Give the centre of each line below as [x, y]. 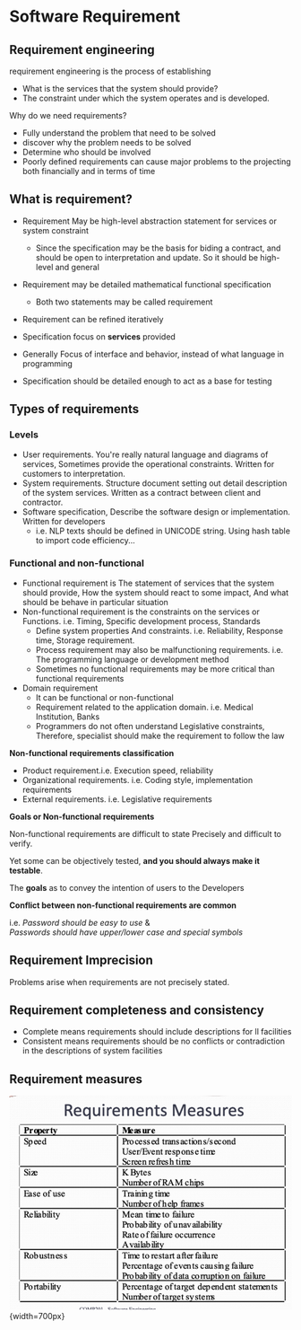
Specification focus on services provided [99, 336]
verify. [21, 843]
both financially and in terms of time [89, 171]
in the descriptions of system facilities [92, 1051]
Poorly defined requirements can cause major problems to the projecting [156, 162]
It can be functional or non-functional [105, 697]
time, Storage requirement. [85, 640]
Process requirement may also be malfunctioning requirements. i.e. [159, 649]
